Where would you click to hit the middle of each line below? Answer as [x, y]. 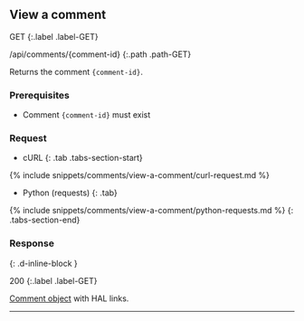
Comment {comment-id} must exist [86, 115]
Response [32, 243]
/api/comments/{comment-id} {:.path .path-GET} [100, 54]
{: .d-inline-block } [44, 263]
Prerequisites [39, 95]
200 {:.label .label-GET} [53, 280]
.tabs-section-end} [45, 220]
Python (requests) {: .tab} [70, 193]
